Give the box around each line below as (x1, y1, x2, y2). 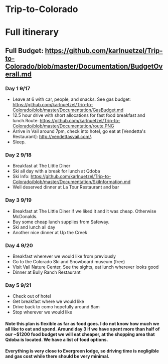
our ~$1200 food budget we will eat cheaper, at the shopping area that (5, 331, 155, 337)
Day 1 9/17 (5, 85, 31, 92)
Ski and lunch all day (12, 224, 56, 230)
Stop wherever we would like (12, 309, 73, 315)
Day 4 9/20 (5, 242, 34, 249)
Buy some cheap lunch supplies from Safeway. (12, 219, 110, 225)
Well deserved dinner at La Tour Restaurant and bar (12, 184, 119, 190)
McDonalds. (12, 213, 38, 219)
